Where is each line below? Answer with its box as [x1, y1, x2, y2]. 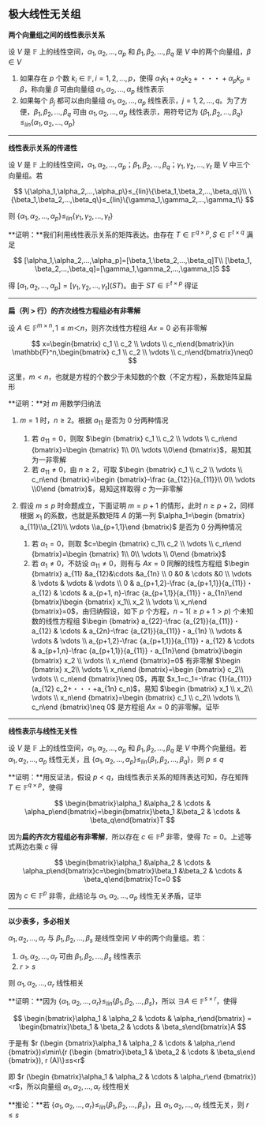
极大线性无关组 [8, 7, 81, 21]
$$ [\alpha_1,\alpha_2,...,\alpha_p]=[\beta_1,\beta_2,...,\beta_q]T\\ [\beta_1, [13, 255, 252, 265]
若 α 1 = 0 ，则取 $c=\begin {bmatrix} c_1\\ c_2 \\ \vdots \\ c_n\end [31, 539, 242, 550]
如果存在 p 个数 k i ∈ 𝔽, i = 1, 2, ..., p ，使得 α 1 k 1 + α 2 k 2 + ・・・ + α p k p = [19, 73, 251, 84]
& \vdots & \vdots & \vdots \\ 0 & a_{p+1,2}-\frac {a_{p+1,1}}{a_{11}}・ [31, 578, 254, 587]
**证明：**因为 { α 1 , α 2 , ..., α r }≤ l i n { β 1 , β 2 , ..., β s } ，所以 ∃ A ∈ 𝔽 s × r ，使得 [8, 995, 238, 1008]
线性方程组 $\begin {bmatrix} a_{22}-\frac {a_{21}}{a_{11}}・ [45, 616, 241, 625]
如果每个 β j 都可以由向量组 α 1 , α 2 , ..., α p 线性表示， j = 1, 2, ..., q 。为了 [19, 96, 241, 107]
